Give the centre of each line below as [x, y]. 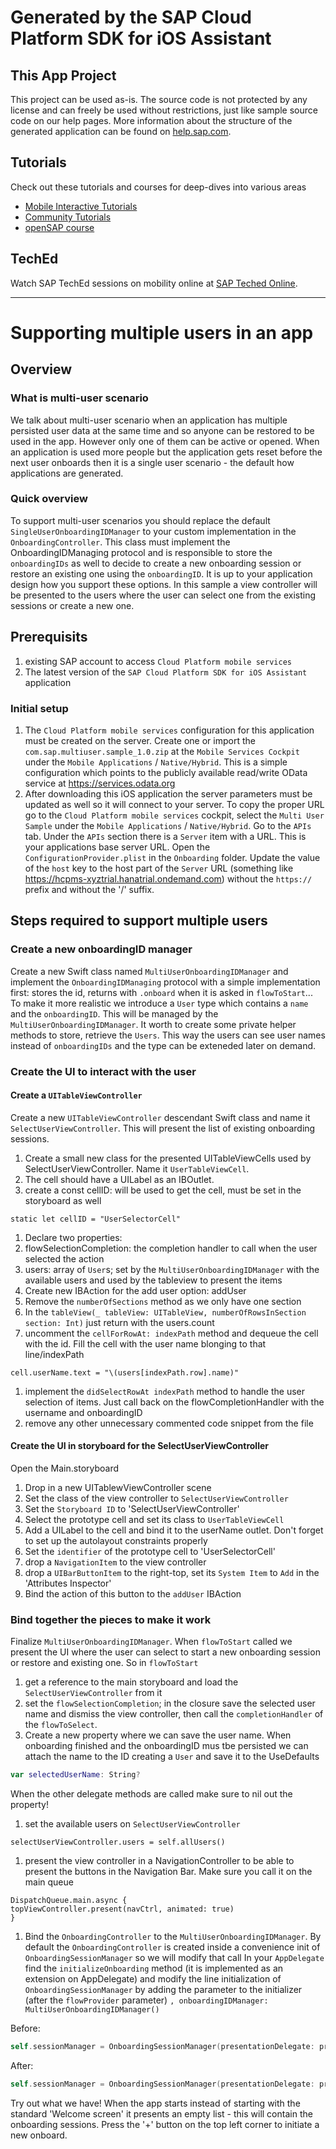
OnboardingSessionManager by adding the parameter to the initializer [163, 1990]
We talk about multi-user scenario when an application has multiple [149, 420]
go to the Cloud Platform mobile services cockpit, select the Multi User [174, 815]
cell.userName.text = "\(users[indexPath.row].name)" [125, 1372]
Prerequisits [49, 637]
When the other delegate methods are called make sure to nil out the [151, 1794]
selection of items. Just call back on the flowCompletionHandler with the [174, 1402]
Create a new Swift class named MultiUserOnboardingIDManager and [149, 971]
